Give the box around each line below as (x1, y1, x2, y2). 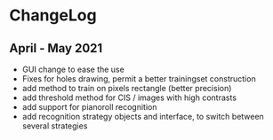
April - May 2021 (9, 41, 103, 56)
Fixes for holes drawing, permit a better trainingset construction (21, 74, 256, 84)
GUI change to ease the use (21, 64, 124, 74)
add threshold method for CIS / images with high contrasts (21, 92, 237, 103)
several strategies (21, 121, 88, 131)
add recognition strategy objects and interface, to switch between (21, 112, 264, 121)
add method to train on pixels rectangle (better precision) (21, 83, 232, 93)
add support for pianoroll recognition (21, 102, 157, 112)
